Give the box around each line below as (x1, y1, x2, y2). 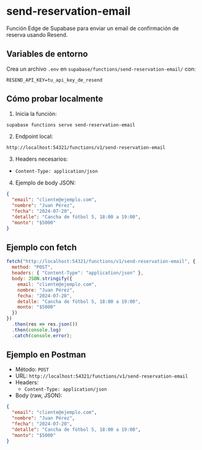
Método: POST (15, 366, 50, 373)
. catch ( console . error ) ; (12, 332, 72, 338)
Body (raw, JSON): (15, 392, 62, 399)
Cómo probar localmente (6, 94, 103, 104)
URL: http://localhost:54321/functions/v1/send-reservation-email (15, 372, 189, 379)
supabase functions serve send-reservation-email (6, 121, 136, 128)
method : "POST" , (12, 264, 53, 270)
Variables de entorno (6, 49, 88, 59)
